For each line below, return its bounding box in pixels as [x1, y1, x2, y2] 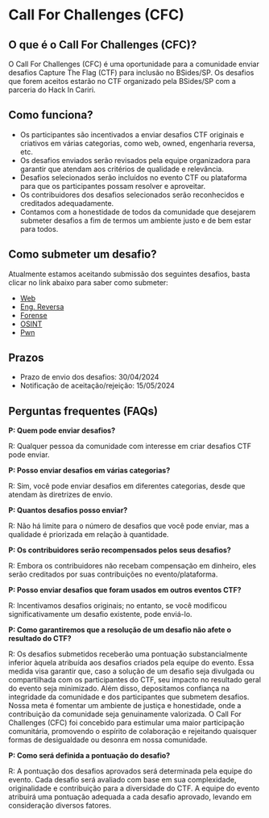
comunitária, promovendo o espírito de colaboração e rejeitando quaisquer [8, 727, 257, 736]
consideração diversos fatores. [8, 801, 112, 811]
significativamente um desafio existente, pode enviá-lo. [8, 610, 192, 619]
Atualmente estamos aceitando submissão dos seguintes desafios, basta [8, 269, 250, 279]
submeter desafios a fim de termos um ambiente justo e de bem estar [19, 216, 252, 225]
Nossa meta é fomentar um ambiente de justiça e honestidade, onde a [8, 701, 242, 711]
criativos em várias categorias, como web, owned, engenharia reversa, [19, 138, 256, 148]
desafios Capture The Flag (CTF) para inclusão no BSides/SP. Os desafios [8, 68, 255, 78]
